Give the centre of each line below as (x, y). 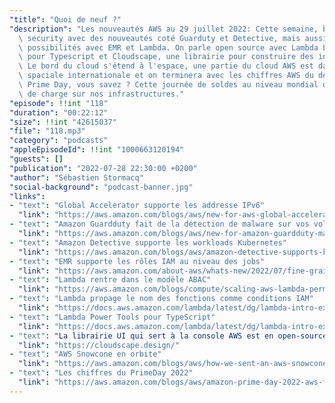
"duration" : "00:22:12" (59, 112)
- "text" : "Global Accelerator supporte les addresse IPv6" (137, 206)
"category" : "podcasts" (59, 141)
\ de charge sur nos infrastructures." (101, 94)
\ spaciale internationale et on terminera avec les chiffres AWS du (166, 76)
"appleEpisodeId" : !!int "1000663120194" (97, 150)
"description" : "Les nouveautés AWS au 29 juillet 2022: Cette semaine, (164, 29)
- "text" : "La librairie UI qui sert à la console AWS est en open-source (168, 336)
